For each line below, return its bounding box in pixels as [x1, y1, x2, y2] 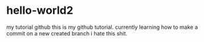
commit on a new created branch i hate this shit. [6, 29, 128, 37]
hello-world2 [6, 4, 73, 17]
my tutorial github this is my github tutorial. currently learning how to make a [6, 23, 199, 31]
